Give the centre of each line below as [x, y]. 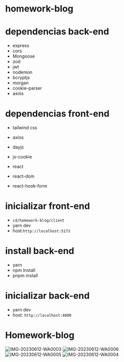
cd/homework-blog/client [38, 221]
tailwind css [25, 128]
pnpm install [25, 275]
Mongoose [24, 56]
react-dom [23, 176]
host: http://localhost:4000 [42, 315]
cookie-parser [27, 88]
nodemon [22, 72]
